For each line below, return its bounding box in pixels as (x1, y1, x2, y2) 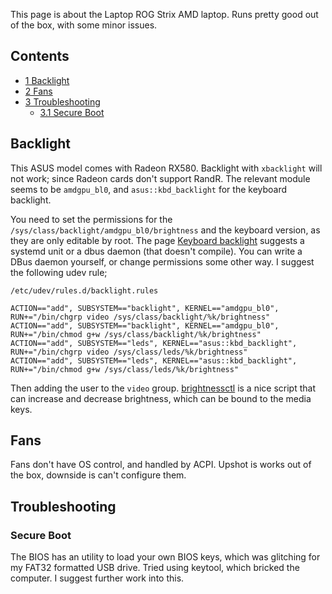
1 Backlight (24, 74, 70, 86)
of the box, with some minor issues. (10, 19, 158, 31)
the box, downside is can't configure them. (10, 469, 187, 481)
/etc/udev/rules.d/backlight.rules (10, 285, 159, 296)
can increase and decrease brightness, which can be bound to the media (10, 392, 312, 404)
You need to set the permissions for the (10, 213, 173, 225)
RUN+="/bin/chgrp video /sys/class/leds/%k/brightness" (10, 347, 248, 357)
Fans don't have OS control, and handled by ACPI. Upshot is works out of (10, 459, 312, 471)
